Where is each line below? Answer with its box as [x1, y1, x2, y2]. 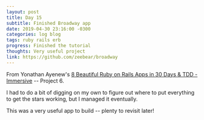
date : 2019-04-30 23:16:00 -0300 [6, 25, 91, 32]
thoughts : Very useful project [6, 48, 86, 55]
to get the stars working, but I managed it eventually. [6, 95, 138, 102]
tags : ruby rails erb [6, 37, 61, 43]
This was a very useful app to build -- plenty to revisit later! [6, 107, 155, 114]
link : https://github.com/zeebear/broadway [6, 54, 118, 60]
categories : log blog [6, 32, 61, 38]
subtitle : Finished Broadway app [6, 20, 91, 26]
